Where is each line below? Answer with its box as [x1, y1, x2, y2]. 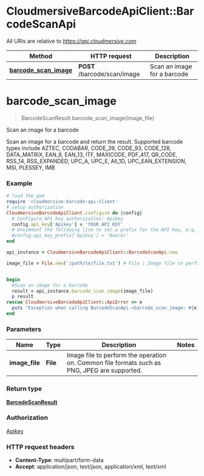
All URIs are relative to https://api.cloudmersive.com [6, 37, 137, 44]
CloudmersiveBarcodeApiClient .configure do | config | [6, 210, 143, 216]
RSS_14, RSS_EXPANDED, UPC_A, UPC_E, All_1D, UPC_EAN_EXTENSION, [6, 157, 187, 165]
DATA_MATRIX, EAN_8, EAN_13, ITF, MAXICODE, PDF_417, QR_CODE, [6, 151, 178, 158]
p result [12, 294, 34, 300]
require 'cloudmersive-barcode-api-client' [6, 199, 118, 205]
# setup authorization [6, 204, 64, 210]
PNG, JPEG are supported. [66, 366, 143, 375]
